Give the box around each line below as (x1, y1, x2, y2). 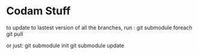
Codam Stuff (6, 4, 71, 18)
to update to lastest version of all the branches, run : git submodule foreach (6, 24, 193, 31)
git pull (6, 30, 23, 37)
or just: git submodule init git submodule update (6, 42, 125, 49)
